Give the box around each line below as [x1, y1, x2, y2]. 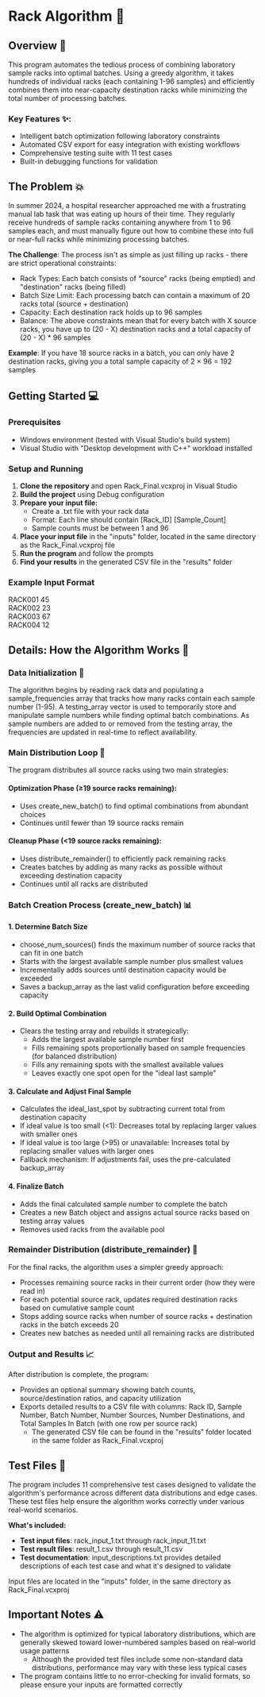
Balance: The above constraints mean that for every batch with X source [19, 316, 257, 326]
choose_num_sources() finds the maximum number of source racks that [19, 939, 255, 949]
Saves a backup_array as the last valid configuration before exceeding [19, 982, 250, 991]
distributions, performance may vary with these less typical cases [31, 1663, 248, 1672]
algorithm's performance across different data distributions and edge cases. [8, 1488, 258, 1498]
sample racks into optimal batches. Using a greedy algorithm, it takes [8, 68, 235, 78]
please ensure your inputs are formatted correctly [19, 1680, 182, 1689]
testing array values [19, 1216, 85, 1225]
